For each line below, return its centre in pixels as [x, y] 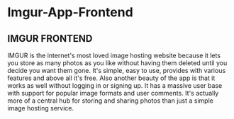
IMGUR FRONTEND [50, 39]
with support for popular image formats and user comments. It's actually [113, 93]
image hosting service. [41, 108]
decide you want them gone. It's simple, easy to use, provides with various [117, 70]
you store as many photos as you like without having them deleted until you [117, 63]
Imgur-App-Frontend [70, 12]
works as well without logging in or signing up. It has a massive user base [115, 85]
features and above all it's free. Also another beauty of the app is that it [111, 78]
